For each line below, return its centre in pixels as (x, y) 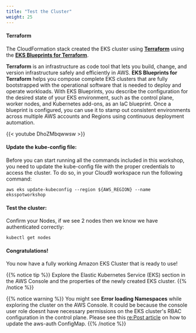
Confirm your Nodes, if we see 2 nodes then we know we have (82, 221)
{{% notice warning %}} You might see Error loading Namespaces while (94, 299)
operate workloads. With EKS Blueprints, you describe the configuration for (97, 91)
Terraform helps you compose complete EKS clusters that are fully (87, 79)
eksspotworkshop (26, 195)
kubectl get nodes (28, 238)
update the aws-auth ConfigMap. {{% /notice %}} (66, 324)
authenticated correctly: (35, 227)
